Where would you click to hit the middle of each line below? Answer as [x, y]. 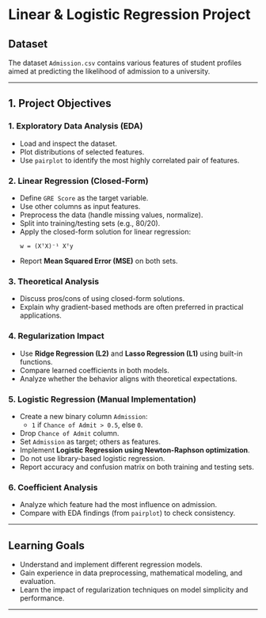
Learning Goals [47, 546]
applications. [40, 315]
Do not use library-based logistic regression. [92, 458]
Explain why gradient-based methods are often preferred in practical [131, 307]
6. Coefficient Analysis [53, 487]
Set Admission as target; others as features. [90, 441]
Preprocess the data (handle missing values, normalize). [111, 215]
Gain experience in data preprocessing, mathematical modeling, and [131, 573]
